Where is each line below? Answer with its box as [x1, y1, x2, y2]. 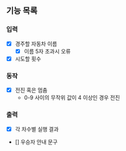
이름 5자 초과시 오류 [24, 48, 71, 55]
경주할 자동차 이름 [14, 40, 57, 47]
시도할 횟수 [14, 55, 42, 62]
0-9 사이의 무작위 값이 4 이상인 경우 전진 [24, 94, 121, 101]
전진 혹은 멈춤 [14, 87, 48, 94]
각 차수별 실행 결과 [14, 125, 59, 132]
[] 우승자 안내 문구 [14, 138, 58, 146]
